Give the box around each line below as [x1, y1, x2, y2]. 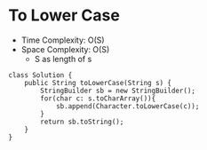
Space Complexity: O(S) [20, 43, 110, 54]
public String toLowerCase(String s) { [24, 78, 172, 87]
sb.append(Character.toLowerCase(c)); [55, 101, 200, 111]
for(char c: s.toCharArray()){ [40, 94, 156, 103]
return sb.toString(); [40, 117, 124, 126]
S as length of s [34, 53, 92, 64]
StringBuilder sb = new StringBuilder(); [40, 86, 196, 95]
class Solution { [8, 70, 73, 80]
